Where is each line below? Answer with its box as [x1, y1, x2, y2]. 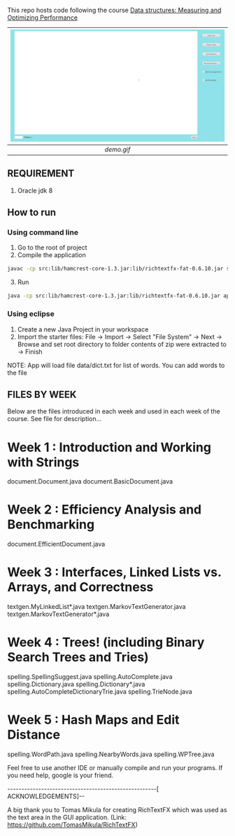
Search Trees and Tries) [7, 650, 149, 665]
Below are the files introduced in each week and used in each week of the [7, 407, 220, 416]
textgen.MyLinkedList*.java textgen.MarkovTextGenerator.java [7, 603, 187, 611]
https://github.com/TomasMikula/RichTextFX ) [7, 821, 138, 829]
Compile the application [17, 251, 86, 259]
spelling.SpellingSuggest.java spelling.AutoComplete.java [7, 673, 173, 681]
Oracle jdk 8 [17, 186, 53, 195]
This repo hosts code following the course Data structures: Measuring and [7, 6, 222, 14]
